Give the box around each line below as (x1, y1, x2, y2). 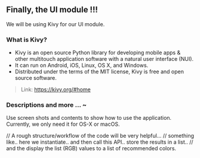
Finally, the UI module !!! (6, 5, 99, 15)
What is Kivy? (6, 35, 48, 44)
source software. (14, 75, 57, 82)
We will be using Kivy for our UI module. (6, 20, 105, 27)
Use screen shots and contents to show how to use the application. (6, 114, 172, 122)
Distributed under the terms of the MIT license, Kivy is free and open (14, 68, 184, 75)
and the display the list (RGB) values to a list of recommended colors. (6, 145, 177, 152)
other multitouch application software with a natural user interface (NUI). (14, 55, 194, 63)
